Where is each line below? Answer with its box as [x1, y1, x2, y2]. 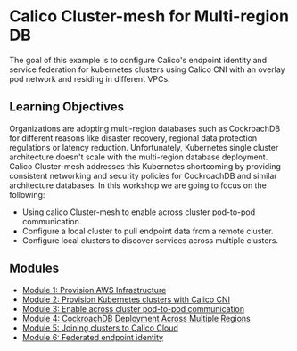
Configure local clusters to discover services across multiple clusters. [21, 234, 279, 246]
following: [9, 189, 45, 200]
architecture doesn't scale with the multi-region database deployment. [9, 151, 268, 162]
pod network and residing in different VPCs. [9, 73, 171, 84]
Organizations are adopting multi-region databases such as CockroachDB [9, 123, 281, 134]
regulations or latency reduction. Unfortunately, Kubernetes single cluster [9, 142, 279, 152]
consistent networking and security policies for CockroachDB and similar [9, 170, 278, 181]
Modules [9, 261, 60, 276]
